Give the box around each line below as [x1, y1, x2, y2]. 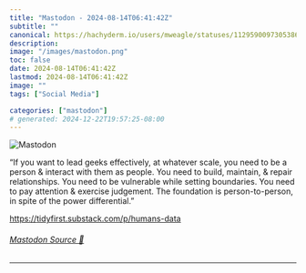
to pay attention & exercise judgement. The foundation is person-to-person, [9, 186, 294, 197]
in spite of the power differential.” [9, 196, 135, 207]
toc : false [9, 56, 51, 65]
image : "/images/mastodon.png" [9, 47, 128, 56]
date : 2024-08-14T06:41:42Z [9, 65, 117, 74]
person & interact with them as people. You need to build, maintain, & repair [9, 167, 293, 177]
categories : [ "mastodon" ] [9, 106, 107, 115]
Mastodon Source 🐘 [9, 234, 85, 245]
